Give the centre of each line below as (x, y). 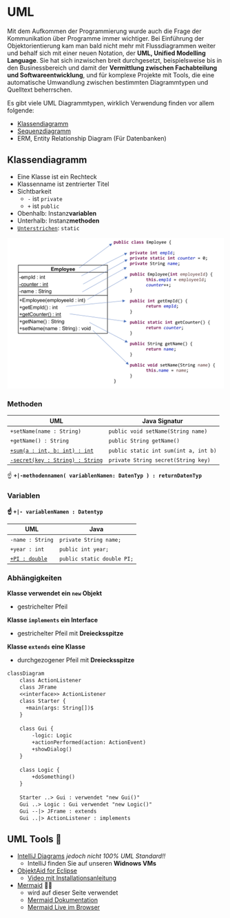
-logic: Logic (52, 735)
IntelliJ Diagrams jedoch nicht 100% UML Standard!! (91, 856)
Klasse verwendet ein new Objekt (54, 593)
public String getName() (144, 441)
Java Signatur (163, 420)
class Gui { (36, 728)
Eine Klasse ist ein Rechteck (57, 176)
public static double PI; (97, 559)
